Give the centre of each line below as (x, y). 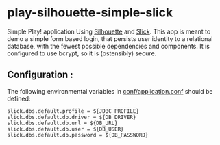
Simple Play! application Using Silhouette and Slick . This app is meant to (109, 31)
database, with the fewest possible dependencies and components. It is (109, 46)
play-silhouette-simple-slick (90, 13)
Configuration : (40, 75)
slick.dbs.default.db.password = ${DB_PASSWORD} (78, 135)
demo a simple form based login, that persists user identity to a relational (110, 38)
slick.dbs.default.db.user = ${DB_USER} (66, 129)
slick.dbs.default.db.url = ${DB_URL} (62, 123)
